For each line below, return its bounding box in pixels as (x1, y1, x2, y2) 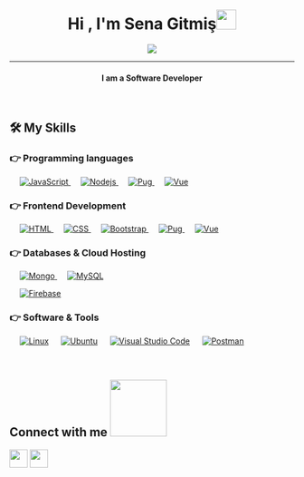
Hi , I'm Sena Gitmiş (67, 14, 217, 34)
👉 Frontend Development (9, 200, 127, 212)
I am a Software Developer (100, 73, 204, 83)
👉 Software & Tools (9, 311, 100, 324)
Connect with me (9, 424, 109, 440)
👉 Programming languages (9, 152, 134, 165)
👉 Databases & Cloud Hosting (9, 247, 147, 259)
